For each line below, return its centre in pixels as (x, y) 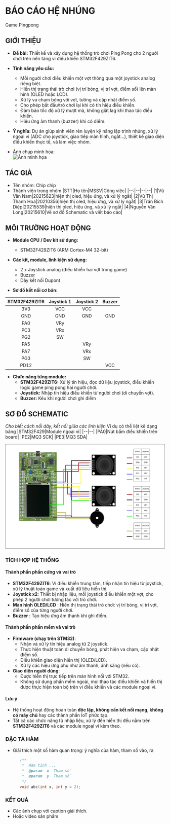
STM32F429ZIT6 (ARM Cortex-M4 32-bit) (64, 250)
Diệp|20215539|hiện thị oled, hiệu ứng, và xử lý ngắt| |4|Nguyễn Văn (84, 207)
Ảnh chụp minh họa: (33, 152)
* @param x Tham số (47, 771)
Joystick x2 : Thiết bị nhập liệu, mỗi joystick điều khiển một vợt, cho (83, 594)
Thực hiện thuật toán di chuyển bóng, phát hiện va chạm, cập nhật (90, 650)
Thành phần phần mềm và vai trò (40, 627)
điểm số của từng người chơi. (43, 610)
